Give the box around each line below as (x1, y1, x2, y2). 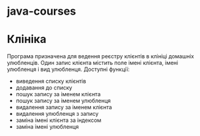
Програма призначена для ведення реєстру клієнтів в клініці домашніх (7, 53, 194, 60)
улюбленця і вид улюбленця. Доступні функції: (7, 66, 130, 73)
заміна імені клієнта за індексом (15, 116, 102, 124)
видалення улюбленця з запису (15, 110, 99, 118)
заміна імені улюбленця (15, 123, 79, 130)
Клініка (7, 32, 47, 47)
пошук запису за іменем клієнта (15, 91, 101, 98)
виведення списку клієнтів (15, 78, 87, 85)
